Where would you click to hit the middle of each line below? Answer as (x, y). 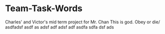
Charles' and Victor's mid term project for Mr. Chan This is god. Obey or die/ (82, 22)
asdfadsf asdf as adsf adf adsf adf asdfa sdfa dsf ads (60, 27)
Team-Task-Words (44, 8)
